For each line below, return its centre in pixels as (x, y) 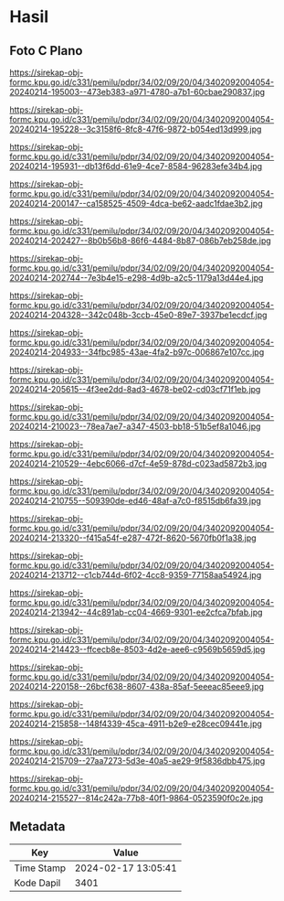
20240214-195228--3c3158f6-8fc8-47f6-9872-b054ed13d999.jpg (136, 129)
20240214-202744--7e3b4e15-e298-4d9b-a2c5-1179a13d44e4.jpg (137, 278)
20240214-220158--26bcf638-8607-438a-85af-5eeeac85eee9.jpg (137, 686)
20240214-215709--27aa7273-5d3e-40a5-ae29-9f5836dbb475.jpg (137, 761)
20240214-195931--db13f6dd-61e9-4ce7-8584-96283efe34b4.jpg (136, 166)
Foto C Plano (46, 51)
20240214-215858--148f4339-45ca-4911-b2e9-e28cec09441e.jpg (136, 724)
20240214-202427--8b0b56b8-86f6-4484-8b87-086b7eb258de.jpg (140, 241)
